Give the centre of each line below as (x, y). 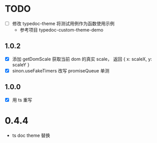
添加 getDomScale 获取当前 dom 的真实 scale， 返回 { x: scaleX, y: (82, 59)
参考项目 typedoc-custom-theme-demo (61, 30)
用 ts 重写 (22, 100)
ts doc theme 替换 (31, 135)
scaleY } (21, 64)
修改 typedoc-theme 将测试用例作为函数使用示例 (63, 23)
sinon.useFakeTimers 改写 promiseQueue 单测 (61, 70)
